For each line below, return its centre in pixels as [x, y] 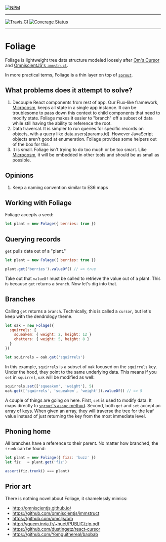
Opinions [19, 175]
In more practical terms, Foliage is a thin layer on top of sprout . [69, 75]
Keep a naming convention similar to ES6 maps [60, 187]
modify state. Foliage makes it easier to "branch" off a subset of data [83, 118]
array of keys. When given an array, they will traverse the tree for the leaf [80, 411]
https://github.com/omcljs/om [42, 518]
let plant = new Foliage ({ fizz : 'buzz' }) [51, 458]
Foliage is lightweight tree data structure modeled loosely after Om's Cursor [82, 60]
